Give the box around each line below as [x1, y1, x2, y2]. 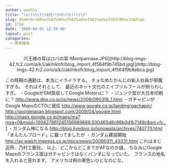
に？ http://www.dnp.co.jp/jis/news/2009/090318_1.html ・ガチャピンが [5, 96, 155, 102]
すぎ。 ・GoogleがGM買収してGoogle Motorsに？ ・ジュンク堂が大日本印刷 [5, 90, 164, 96]
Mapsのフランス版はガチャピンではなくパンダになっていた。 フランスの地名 [5, 151, 165, 157]
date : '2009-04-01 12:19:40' [5, 27, 67, 32]
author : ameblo [5, 7, 38, 13]
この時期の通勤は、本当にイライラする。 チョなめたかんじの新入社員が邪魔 [5, 77, 163, 83]
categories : [5, 36, 31, 41]
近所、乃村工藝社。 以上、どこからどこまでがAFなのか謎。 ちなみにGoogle [5, 144, 162, 151]
